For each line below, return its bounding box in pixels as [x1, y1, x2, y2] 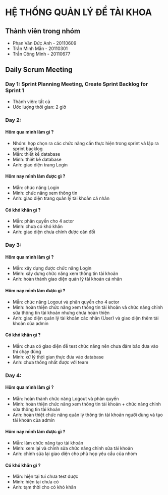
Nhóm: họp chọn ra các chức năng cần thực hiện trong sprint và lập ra [12, 140, 159, 146]
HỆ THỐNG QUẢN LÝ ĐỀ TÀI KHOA [5, 7, 152, 18]
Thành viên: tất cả [12, 98, 50, 105]
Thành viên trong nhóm [5, 27, 81, 35]
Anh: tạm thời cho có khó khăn [12, 484, 77, 490]
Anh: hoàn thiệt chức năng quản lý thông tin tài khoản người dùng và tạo [12, 412, 163, 418]
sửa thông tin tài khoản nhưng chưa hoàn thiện [12, 309, 110, 316]
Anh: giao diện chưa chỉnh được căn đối [12, 229, 96, 235]
